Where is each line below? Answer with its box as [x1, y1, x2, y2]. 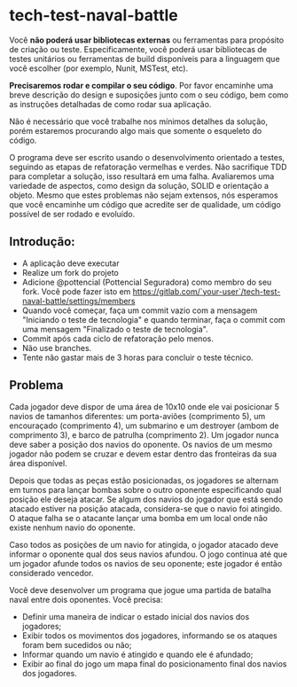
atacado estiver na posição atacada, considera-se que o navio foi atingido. [9, 503, 283, 514]
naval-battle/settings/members [21, 295, 136, 306]
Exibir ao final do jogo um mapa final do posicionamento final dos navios [21, 658, 287, 669]
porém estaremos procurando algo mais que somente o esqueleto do [9, 125, 262, 136]
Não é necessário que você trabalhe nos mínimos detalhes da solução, [9, 116, 269, 127]
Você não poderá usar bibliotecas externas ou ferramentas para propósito [9, 35, 285, 45]
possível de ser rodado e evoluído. [9, 208, 136, 219]
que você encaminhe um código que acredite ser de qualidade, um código [9, 199, 281, 209]
